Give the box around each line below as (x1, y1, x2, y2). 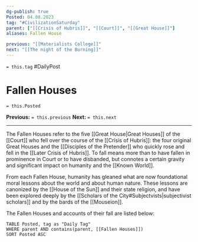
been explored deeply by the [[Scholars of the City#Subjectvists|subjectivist (6, 192, 192, 199)
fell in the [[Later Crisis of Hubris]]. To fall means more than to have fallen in (6, 149, 190, 156)
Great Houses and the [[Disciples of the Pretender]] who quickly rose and (6, 143, 185, 150)
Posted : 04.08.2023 (6, 14, 54, 20)
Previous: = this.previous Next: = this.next (6, 113, 117, 120)
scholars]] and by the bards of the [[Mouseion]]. (6, 198, 124, 205)
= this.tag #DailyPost (6, 63, 61, 70)
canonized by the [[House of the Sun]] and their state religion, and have (6, 185, 181, 192)
